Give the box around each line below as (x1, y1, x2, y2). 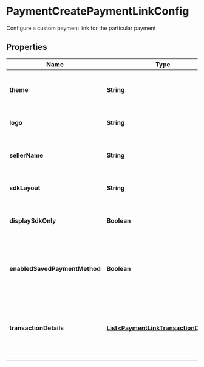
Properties (6, 42, 47, 52)
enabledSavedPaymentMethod (9, 264, 101, 273)
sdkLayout (9, 184, 41, 192)
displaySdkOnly (9, 216, 56, 225)
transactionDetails (9, 324, 64, 332)
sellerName (9, 151, 44, 159)
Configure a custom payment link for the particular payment (6, 24, 156, 32)
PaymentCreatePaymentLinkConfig (6, 4, 189, 18)
